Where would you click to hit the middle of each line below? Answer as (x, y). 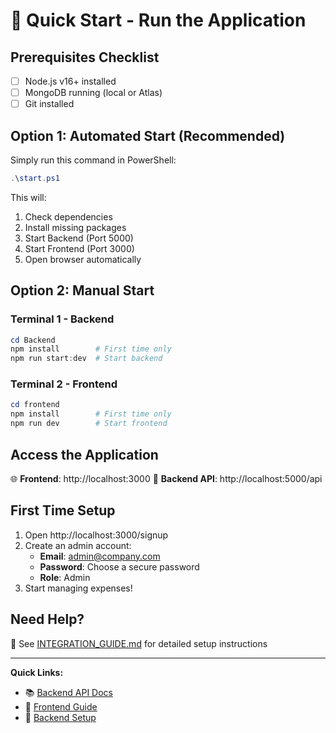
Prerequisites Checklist (85, 57)
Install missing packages (75, 227)
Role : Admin (65, 577)
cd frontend (35, 405)
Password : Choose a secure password (119, 566)
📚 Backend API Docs (68, 692)
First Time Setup (63, 510)
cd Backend (33, 340)
